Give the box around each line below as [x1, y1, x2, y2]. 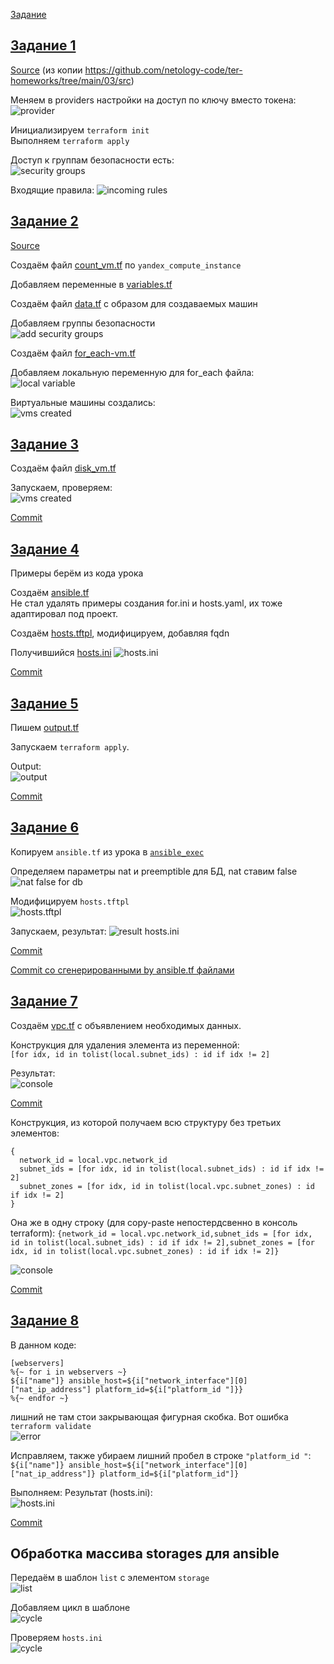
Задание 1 [10, 37, 77, 54]
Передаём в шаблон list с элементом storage [10, 1572, 210, 1584]
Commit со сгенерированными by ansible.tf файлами [10, 964, 235, 976]
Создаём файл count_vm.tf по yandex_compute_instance [10, 259, 242, 271]
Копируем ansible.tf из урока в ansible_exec [10, 845, 205, 858]
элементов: [10, 1127, 60, 1139]
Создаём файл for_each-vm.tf [10, 347, 137, 359]
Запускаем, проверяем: [10, 482, 113, 494]
